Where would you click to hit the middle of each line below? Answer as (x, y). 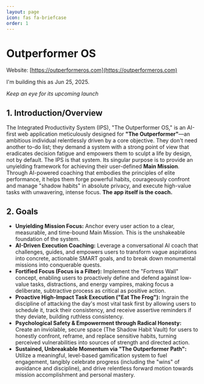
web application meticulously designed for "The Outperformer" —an (104, 134)
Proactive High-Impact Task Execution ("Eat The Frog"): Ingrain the (102, 297)
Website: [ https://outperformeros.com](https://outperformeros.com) (92, 70)
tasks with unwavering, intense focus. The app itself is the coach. (90, 192)
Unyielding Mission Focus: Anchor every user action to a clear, (95, 226)
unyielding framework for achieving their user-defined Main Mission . (93, 166)
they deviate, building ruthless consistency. (69, 316)
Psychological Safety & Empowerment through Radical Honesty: (98, 323)
